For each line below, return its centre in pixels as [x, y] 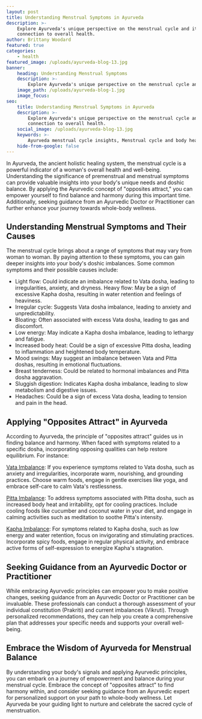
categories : [21, 51]
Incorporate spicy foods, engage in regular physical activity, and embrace [98, 542]
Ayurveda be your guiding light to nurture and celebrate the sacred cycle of [99, 704]
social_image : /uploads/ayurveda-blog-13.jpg [75, 129]
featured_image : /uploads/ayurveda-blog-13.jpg [67, 62]
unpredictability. [35, 313]
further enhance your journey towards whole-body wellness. [81, 208]
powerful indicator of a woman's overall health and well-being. [84, 170]
